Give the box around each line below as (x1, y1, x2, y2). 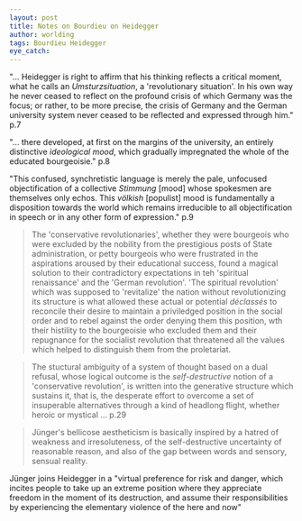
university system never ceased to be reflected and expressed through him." (9, 110, 294, 121)
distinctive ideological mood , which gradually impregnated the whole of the (9, 146, 289, 158)
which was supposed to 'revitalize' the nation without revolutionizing (31, 287, 287, 297)
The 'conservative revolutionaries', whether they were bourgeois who (31, 229, 290, 240)
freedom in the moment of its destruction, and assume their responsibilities (9, 492, 288, 503)
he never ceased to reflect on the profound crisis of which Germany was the (9, 91, 293, 102)
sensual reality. (31, 456, 88, 467)
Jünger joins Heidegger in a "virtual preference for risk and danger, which (9, 473, 284, 484)
